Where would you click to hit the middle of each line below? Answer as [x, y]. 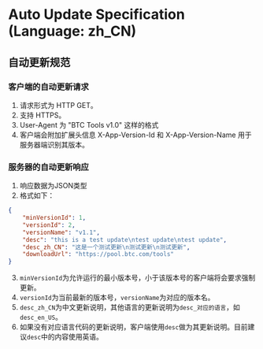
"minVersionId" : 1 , [54, 218]
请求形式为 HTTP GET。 [58, 105]
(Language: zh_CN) [72, 31]
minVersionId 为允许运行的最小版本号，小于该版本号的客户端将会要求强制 [137, 278]
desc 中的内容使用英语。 [65, 337]
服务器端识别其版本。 [54, 144]
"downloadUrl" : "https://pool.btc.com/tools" [98, 254]
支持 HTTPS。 [43, 115]
